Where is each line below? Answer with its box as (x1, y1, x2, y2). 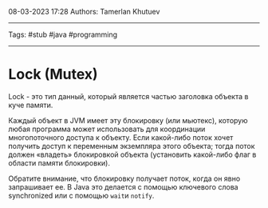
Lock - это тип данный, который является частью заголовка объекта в (8, 91, 249, 101)
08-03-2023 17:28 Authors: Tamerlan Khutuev (8, 7, 160, 16)
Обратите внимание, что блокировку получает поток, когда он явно (8, 174, 241, 183)
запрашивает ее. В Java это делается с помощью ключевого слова (8, 182, 238, 191)
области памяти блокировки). (8, 158, 110, 167)
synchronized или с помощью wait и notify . (8, 190, 155, 200)
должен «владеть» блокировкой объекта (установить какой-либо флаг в (8, 150, 257, 159)
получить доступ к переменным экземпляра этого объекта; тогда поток (8, 141, 255, 150)
